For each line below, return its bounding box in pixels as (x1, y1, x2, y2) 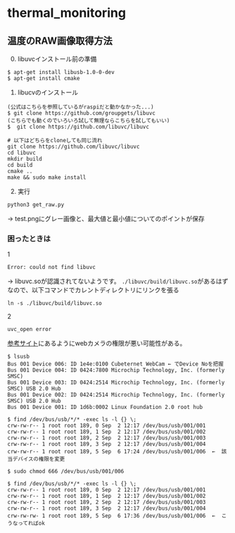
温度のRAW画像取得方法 (7, 35, 113, 46)
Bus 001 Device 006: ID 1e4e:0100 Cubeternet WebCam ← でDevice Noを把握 (7, 360, 224, 368)
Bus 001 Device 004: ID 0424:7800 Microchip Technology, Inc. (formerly (7, 367, 225, 374)
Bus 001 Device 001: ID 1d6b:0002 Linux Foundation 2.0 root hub (7, 403, 203, 411)
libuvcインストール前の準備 (17, 55, 97, 63)
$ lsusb (7, 353, 30, 360)
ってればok (17, 520, 46, 527)
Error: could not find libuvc (7, 264, 96, 271)
